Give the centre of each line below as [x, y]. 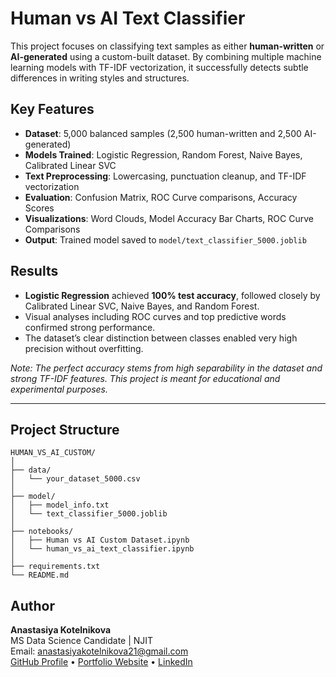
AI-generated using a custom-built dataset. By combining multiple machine [166, 56]
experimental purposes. [59, 389]
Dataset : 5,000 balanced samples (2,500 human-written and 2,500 [163, 133]
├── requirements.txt [55, 567]
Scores [39, 208]
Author [32, 605]
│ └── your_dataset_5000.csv [75, 479]
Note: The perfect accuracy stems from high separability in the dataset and [166, 368]
